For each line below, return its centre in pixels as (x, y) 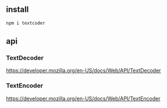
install (17, 10)
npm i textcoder (26, 23)
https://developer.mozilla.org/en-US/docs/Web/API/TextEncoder (83, 98)
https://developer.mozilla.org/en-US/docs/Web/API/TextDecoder (83, 71)
